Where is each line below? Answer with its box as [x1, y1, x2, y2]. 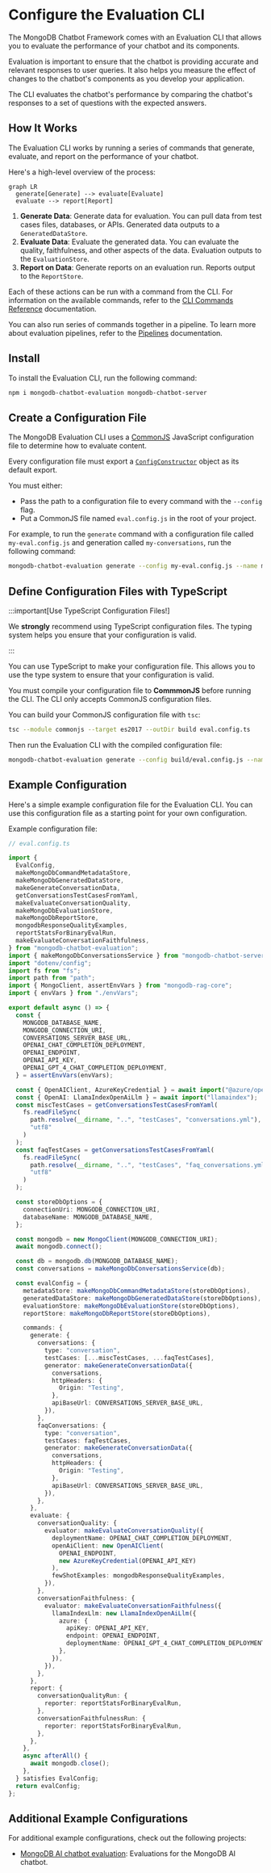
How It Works [8, 121, 78, 135]
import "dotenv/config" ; [8, 959, 92, 967]
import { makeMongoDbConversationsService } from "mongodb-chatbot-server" [8, 951, 269, 960]
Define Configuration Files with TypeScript [8, 584, 228, 598]
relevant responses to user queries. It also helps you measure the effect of [8, 65, 256, 74]
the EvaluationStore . [19, 254, 90, 263]
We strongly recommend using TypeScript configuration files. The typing [8, 621, 252, 631]
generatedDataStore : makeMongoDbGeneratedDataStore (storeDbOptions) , [23, 1294, 262, 1302]
